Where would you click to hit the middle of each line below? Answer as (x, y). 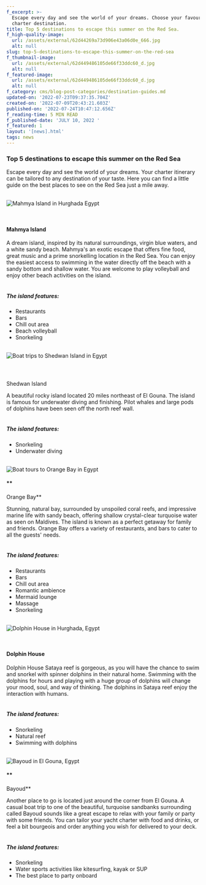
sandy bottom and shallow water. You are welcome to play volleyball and (98, 269)
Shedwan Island (27, 383)
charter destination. (40, 23)
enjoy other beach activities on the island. (59, 276)
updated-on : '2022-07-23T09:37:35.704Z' (59, 97)
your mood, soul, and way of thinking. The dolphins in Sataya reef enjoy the (102, 687)
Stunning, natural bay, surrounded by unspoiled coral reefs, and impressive (101, 508)
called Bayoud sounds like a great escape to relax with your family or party (101, 814)
